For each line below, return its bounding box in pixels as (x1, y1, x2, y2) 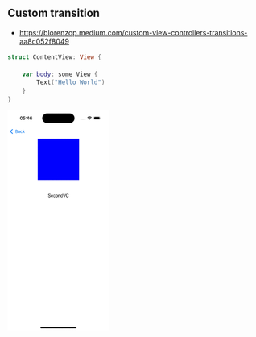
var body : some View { (22, 70, 98, 78)
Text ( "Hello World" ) (36, 78, 105, 87)
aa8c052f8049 (19, 36, 70, 46)
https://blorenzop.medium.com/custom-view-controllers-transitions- (19, 27, 248, 37)
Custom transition (7, 6, 100, 20)
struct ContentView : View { (7, 52, 102, 61)
